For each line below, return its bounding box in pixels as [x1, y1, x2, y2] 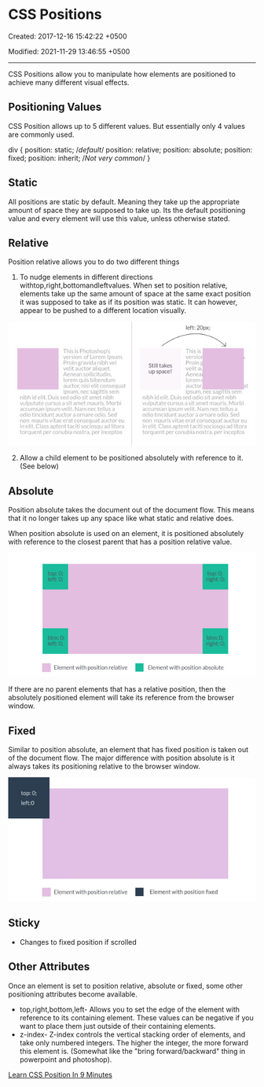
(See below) [19, 461, 59, 471]
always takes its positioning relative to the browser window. [8, 762, 200, 771]
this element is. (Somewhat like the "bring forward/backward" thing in [19, 1046, 246, 1056]
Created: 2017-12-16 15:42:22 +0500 [8, 31, 127, 41]
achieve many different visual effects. [8, 77, 130, 87]
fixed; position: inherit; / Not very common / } [8, 153, 151, 163]
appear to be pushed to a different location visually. [19, 306, 187, 315]
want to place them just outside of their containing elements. [19, 1021, 216, 1030]
